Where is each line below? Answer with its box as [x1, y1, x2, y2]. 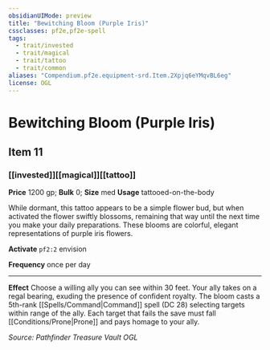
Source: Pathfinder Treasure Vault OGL [8, 332, 138, 342]
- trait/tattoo [15, 57, 67, 65]
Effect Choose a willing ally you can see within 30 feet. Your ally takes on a [8, 283, 257, 293]
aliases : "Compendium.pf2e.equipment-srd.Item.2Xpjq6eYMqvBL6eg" [8, 71, 231, 79]
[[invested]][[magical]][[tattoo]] [8, 169, 137, 181]
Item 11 [8, 145, 43, 159]
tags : [8, 34, 27, 43]
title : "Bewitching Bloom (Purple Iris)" [8, 19, 149, 27]
